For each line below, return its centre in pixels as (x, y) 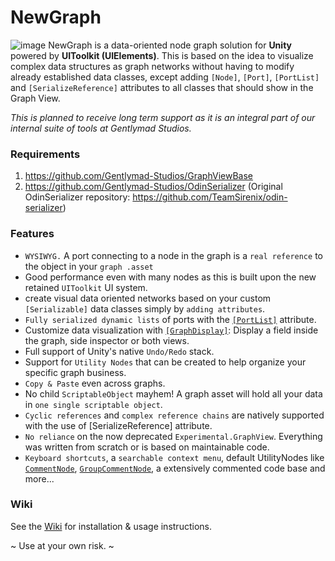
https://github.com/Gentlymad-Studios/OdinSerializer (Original (153, 187)
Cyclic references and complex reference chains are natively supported (174, 415)
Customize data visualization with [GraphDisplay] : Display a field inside (171, 330)
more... (39, 478)
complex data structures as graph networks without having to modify (152, 66)
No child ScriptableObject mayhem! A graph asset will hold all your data (173, 393)
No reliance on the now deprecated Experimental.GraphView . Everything (173, 436)
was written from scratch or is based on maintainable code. (147, 447)
